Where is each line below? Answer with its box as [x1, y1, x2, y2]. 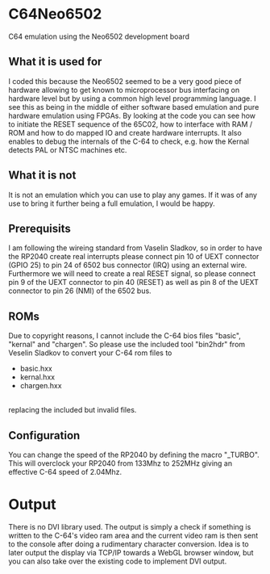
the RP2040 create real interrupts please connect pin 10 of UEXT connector [8, 252, 260, 262]
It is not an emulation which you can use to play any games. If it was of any [8, 190, 258, 199]
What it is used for [8, 55, 102, 69]
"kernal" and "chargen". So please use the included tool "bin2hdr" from [8, 340, 246, 350]
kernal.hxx [19, 372, 55, 382]
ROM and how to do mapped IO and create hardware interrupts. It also [8, 128, 242, 137]
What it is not [8, 169, 77, 182]
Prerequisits [8, 221, 71, 235]
